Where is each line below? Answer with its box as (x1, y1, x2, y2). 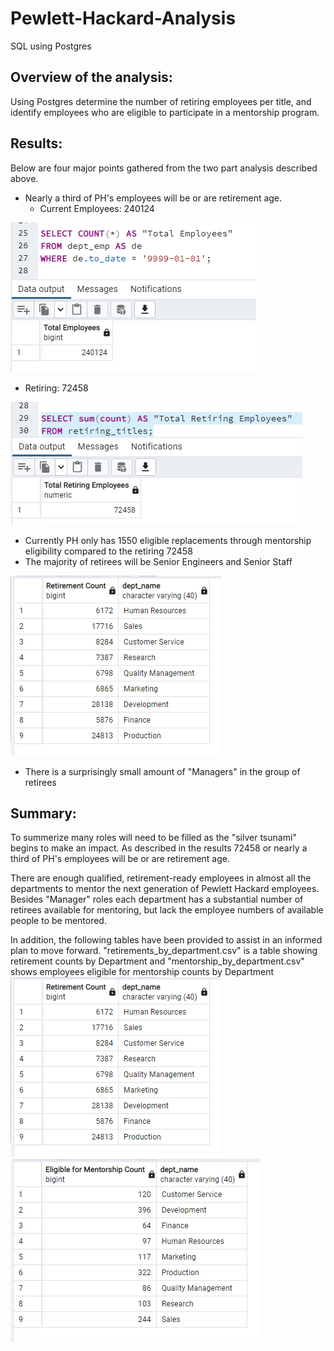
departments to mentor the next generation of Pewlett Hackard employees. (10, 883, 320, 895)
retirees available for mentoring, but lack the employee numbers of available (10, 904, 324, 916)
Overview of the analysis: (10, 69, 173, 86)
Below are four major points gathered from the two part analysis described (10, 162, 318, 174)
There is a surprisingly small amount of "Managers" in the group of (24, 765, 301, 777)
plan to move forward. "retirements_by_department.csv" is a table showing (10, 945, 318, 957)
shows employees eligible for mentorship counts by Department (10, 966, 275, 978)
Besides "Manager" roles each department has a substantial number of (10, 893, 304, 906)
